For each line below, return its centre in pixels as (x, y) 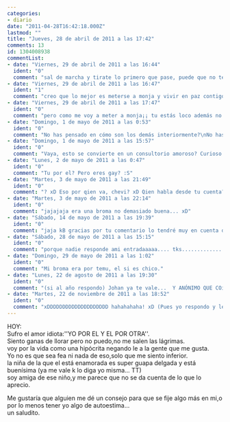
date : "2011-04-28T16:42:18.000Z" (56, 26)
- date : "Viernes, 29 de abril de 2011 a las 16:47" (84, 84)
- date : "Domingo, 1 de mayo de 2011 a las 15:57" (81, 141)
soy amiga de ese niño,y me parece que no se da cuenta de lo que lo (104, 377)
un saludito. (24, 412)
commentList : (26, 58)
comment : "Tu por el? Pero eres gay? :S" (73, 173)
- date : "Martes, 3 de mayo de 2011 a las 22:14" (79, 199)
